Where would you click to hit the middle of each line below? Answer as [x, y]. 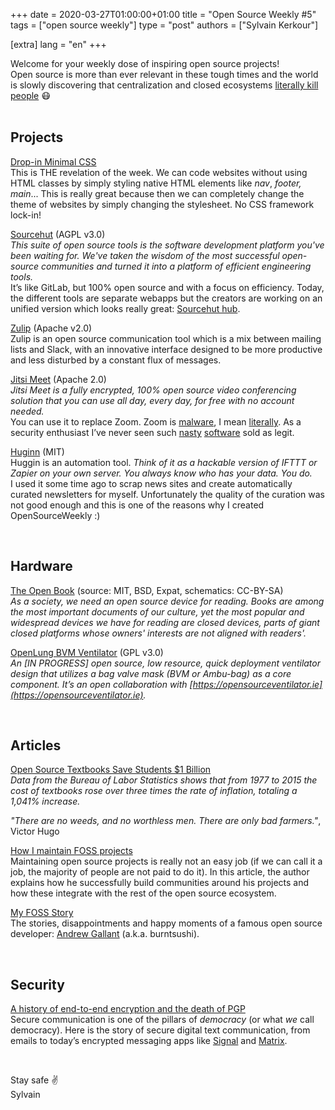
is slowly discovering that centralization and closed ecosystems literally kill [164, 85]
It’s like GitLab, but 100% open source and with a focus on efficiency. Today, [167, 287]
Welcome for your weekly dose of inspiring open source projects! [145, 63]
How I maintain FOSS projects [71, 851]
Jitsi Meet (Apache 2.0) [58, 379]
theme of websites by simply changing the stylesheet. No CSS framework [162, 204]
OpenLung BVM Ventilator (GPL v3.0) [87, 652]
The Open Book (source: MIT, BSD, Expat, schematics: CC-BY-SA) [147, 590]
